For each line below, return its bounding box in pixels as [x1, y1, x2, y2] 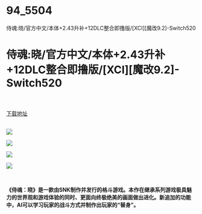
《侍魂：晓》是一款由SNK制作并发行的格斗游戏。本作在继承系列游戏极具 [6, 186, 187, 193]
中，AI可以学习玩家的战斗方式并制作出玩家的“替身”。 [6, 201, 139, 209]
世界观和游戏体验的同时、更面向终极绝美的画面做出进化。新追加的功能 [16, 193, 191, 201]
